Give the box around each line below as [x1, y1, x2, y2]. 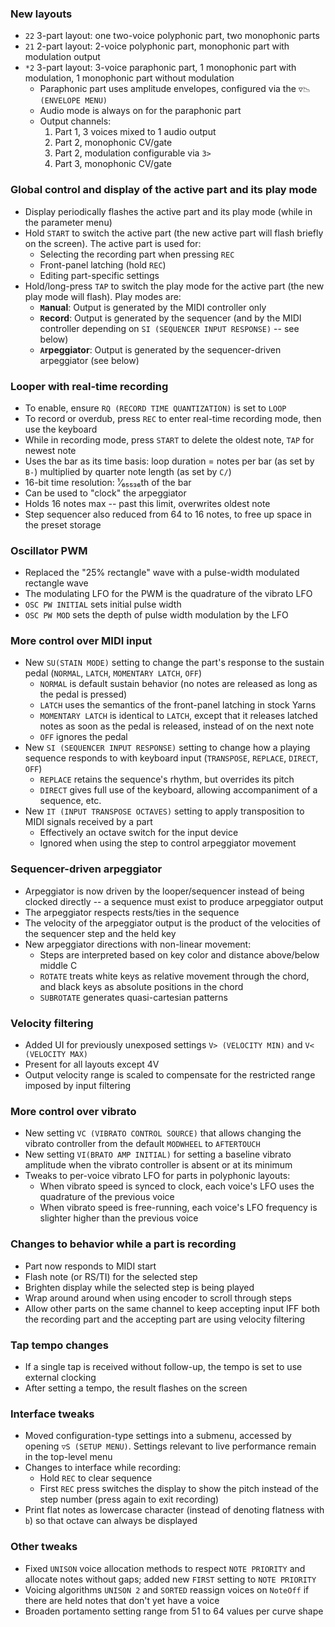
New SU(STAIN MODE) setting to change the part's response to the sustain [24, 657, 325, 669]
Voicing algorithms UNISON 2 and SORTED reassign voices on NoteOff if [24, 1583, 310, 1596]
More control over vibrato [10, 1105, 137, 1118]
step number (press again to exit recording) [39, 1493, 220, 1506]
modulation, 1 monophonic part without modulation [24, 72, 235, 84]
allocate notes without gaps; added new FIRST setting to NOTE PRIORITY [24, 1573, 317, 1585]
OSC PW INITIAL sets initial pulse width [24, 598, 182, 611]
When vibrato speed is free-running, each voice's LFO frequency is [39, 1202, 318, 1214]
